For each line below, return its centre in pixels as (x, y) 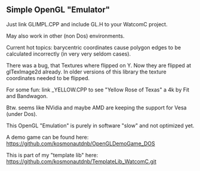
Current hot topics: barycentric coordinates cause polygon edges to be (93, 47)
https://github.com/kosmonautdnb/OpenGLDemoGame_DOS (81, 143)
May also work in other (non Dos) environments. (65, 36)
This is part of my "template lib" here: (52, 155)
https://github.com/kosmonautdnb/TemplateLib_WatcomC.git (81, 161)
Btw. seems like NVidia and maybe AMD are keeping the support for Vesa (96, 108)
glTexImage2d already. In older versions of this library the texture (86, 72)
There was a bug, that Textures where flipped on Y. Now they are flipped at (99, 65)
